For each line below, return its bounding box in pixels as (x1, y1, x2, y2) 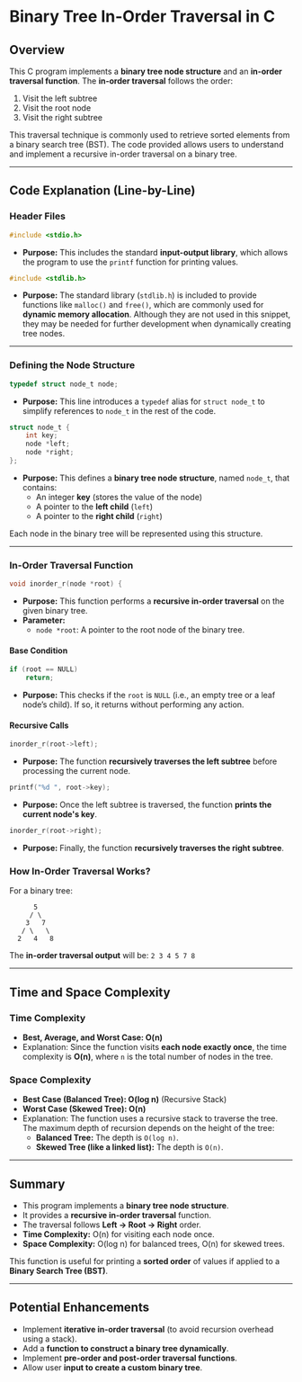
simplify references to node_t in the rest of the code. (22, 405, 217, 416)
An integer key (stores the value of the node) (35, 491, 203, 502)
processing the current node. (22, 766, 131, 776)
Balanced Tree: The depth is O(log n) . (35, 1132, 180, 1144)
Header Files (9, 210, 66, 222)
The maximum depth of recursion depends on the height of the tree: (22, 1123, 275, 1134)
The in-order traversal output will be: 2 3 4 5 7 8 (9, 950, 196, 961)
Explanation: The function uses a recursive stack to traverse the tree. (22, 1113, 279, 1124)
